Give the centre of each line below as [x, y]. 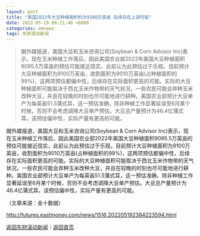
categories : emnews [30, 28]
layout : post [22, 12]
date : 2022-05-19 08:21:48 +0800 [48, 23]
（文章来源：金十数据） [35, 203]
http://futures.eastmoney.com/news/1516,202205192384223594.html [91, 215]
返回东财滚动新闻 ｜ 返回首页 [40, 227]
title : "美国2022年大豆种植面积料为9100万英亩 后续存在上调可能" [79, 17]
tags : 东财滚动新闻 [28, 34]
